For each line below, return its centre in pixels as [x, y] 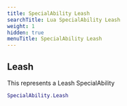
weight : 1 [21, 26]
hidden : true [26, 32]
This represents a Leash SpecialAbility [61, 83]
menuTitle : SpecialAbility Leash [55, 39]
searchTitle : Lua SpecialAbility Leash [64, 20]
